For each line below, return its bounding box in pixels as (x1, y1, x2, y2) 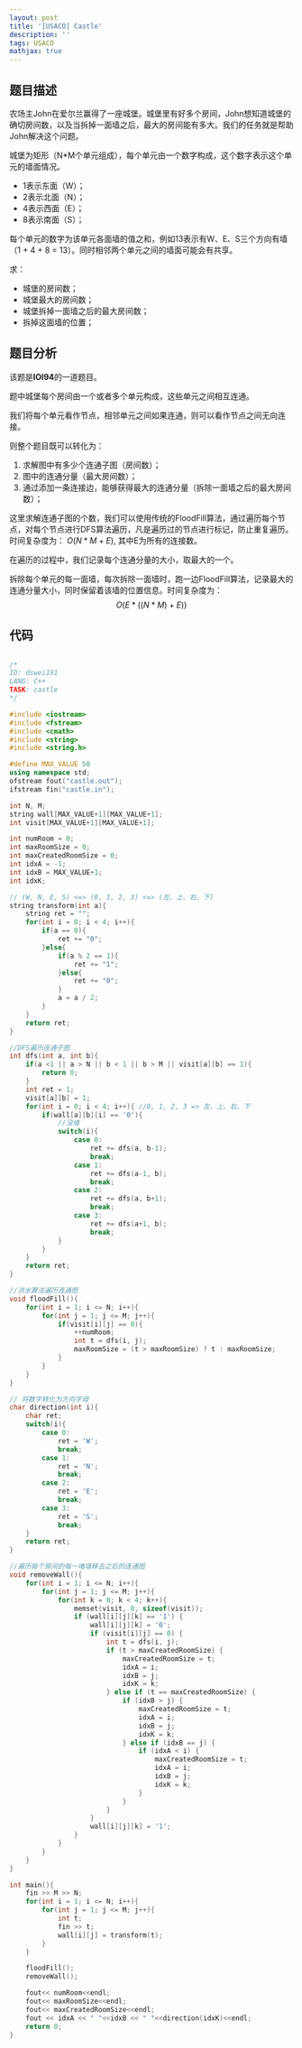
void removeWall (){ (9, 1571, 83, 1580)
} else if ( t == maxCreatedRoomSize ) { (105, 1688, 256, 1697)
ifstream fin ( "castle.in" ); (9, 784, 115, 794)
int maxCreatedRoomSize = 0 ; (9, 851, 119, 860)
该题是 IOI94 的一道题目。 (9, 371, 102, 382)
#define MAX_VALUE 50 (9, 760, 91, 769)
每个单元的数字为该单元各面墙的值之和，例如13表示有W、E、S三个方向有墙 (9, 233, 288, 244)
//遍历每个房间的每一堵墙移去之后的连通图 (9, 1562, 146, 1571)
